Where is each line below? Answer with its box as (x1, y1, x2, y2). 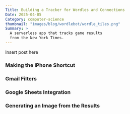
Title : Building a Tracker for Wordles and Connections (5, 7, 125, 13)
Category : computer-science (5, 17, 64, 22)
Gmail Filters (5, 75, 37, 82)
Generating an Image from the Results (5, 102, 100, 109)
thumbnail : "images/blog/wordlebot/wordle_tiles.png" (5, 21, 121, 27)
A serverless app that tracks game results (10, 31, 102, 36)
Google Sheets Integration (5, 88, 71, 95)
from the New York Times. (10, 36, 64, 41)
